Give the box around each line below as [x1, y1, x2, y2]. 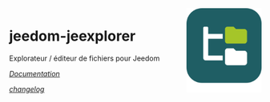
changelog [9, 84, 45, 94]
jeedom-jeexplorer [9, 27, 136, 45]
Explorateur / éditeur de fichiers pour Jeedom [9, 53, 160, 63]
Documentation [9, 69, 61, 78]
